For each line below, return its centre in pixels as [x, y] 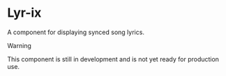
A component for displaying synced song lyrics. [76, 32]
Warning [19, 45]
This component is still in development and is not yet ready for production [113, 59]
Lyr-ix [24, 13]
